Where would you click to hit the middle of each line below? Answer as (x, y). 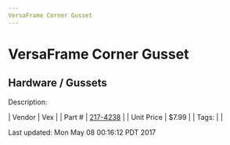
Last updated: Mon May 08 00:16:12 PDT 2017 (82, 132)
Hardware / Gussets (57, 83)
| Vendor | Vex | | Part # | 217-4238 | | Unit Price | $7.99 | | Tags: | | (115, 117)
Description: (28, 102)
